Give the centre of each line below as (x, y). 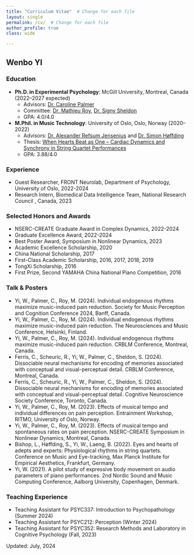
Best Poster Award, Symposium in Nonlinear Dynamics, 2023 (88, 241)
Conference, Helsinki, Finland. (51, 332)
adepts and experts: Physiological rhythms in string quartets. (88, 450)
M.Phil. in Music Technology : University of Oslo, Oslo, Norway (91, 123)
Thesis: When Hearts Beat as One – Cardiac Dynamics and (94, 142)
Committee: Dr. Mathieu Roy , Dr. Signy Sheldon (80, 110)
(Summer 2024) (34, 516)
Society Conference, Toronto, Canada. (61, 401)
